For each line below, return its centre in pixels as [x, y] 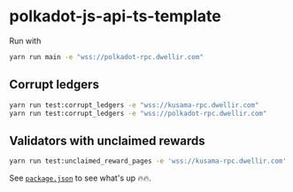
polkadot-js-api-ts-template [115, 16]
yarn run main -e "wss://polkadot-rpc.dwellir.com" [106, 57]
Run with [25, 41]
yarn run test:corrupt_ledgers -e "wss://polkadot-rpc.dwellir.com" [138, 113]
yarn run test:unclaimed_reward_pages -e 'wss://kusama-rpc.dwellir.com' [148, 161]
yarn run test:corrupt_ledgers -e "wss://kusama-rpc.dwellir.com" [134, 105]
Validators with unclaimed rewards [107, 140]
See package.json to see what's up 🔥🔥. [81, 178]
